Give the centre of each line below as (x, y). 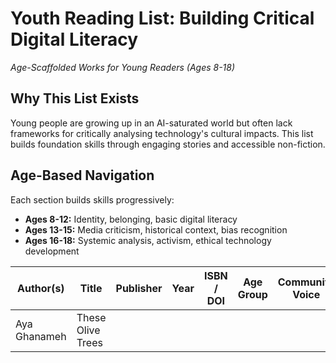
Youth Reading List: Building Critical (162, 18)
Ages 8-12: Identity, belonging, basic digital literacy (131, 219)
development (52, 251)
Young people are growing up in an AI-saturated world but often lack (151, 123)
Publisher (139, 288)
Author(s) (41, 288)
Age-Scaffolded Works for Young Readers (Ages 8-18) (123, 67)
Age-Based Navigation (82, 175)
